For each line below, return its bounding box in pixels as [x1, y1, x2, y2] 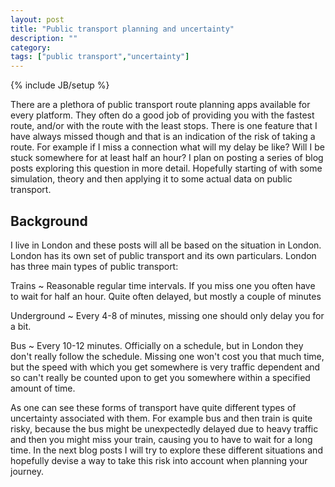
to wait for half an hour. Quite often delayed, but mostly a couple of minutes [10, 290, 322, 302]
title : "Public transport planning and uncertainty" [10, 24, 235, 34]
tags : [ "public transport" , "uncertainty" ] [10, 52, 190, 62]
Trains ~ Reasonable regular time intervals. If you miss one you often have [10, 279, 316, 291]
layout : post [10, 14, 65, 25]
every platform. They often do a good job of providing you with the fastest [10, 109, 315, 121]
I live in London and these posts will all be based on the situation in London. [10, 239, 322, 251]
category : [10, 42, 52, 53]
